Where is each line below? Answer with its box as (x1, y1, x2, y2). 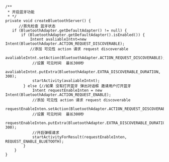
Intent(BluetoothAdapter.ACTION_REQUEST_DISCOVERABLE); (5, 41, 125, 46)
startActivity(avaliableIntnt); (32, 78, 100, 83)
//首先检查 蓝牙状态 (18, 24, 56, 29)
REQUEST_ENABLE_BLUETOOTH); (5, 139, 64, 144)
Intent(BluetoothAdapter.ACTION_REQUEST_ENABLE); (5, 92, 112, 97)
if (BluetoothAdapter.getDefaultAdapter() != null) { (12, 28, 127, 33)
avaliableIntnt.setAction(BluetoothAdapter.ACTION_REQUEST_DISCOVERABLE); (5, 55, 165, 60)
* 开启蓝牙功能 (7, 10, 35, 15)
